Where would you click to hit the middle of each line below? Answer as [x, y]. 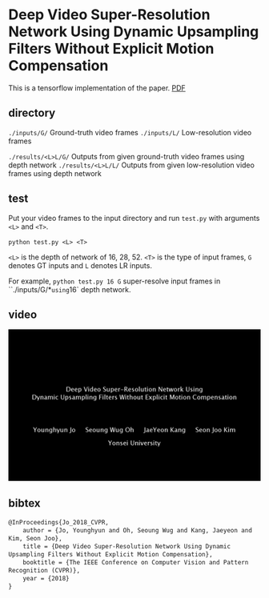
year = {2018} [46, 579]
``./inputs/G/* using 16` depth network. [70, 289]
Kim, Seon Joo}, [35, 539]
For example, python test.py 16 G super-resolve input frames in [114, 281]
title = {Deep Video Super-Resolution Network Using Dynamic [126, 547]
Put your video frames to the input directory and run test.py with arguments [134, 218]
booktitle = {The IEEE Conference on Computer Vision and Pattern [136, 563]
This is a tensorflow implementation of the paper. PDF [97, 88]
